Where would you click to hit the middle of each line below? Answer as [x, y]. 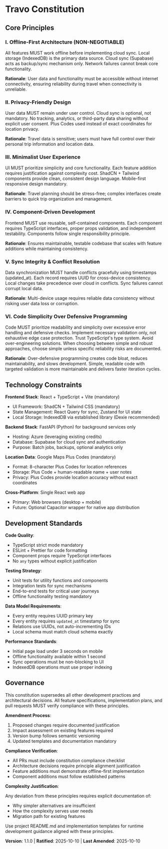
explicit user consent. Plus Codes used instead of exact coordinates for [79, 124]
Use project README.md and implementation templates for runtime [74, 826]
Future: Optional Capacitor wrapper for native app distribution [76, 508]
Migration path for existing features [49, 816]
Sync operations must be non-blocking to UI [58, 662]
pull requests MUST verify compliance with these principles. [67, 706]
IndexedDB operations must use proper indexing [62, 667]
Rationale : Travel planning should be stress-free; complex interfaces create [83, 193]
